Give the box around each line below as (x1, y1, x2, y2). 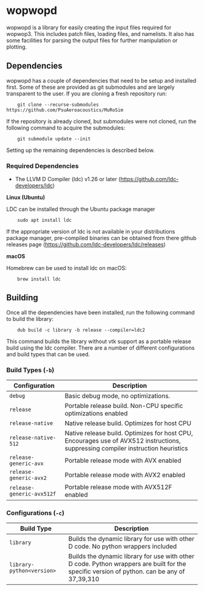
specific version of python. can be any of (68, 567, 185, 576)
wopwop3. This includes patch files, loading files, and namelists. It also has (6, 30, 194, 37)
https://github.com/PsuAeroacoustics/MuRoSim (6, 107, 123, 113)
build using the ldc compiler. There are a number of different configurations (6, 344, 195, 351)
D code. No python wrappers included (68, 542, 177, 551)
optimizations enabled (64, 409, 128, 418)
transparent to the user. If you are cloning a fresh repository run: (6, 89, 167, 97)
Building (6, 292, 38, 303)
